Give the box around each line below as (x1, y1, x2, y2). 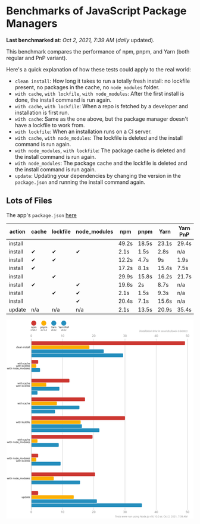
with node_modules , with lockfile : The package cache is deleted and (14, 147, 186, 154)
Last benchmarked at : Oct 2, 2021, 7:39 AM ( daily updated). (6, 36, 155, 43)
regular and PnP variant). (6, 54, 67, 61)
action (9, 228, 26, 235)
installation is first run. (14, 109, 70, 116)
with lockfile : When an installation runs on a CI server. (14, 128, 152, 135)
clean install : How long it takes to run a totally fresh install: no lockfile (14, 77, 190, 84)
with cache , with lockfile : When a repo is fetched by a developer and (14, 102, 189, 109)
